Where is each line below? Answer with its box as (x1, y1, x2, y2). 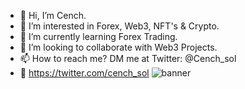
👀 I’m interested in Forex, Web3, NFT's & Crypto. (19, 20, 220, 32)
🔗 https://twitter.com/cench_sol (19, 67, 150, 79)
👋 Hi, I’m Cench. (19, 10, 87, 21)
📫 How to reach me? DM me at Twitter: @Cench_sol (19, 53, 237, 64)
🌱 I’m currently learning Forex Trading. (19, 31, 178, 42)
